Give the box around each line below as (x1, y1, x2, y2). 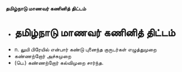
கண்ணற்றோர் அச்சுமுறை (14, 53, 72, 60)
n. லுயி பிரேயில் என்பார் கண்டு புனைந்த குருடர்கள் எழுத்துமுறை (14, 45, 157, 53)
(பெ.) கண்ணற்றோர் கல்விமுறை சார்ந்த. (14, 59, 104, 66)
